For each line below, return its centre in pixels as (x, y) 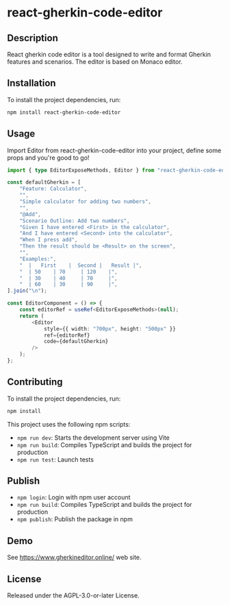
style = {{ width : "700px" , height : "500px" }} (110, 329)
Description (33, 38)
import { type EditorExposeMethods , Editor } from (81, 170)
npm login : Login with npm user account (74, 497)
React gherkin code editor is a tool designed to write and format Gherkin (109, 54)
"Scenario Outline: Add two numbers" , (75, 221)
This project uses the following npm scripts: (69, 424)
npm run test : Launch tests (55, 459)
